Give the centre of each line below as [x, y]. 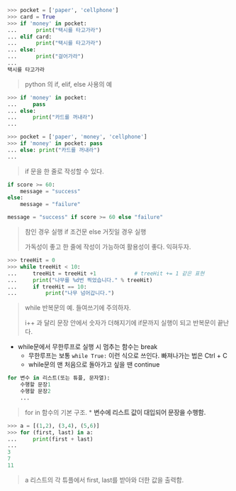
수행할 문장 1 [35, 385]
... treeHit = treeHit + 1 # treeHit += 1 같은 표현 [106, 274]
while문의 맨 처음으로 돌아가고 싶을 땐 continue [94, 365]
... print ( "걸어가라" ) [46, 57]
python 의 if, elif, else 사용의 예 [68, 84]
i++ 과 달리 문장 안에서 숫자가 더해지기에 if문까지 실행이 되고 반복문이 [120, 323]
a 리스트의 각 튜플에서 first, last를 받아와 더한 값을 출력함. [104, 480]
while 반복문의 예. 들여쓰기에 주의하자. [78, 308]
